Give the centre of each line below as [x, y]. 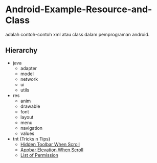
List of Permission [39, 155]
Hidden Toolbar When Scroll [50, 144]
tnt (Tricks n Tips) [31, 138]
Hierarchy [21, 50]
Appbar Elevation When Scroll [52, 150]
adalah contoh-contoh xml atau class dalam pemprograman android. [77, 34]
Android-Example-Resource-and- [79, 9]
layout [27, 117]
